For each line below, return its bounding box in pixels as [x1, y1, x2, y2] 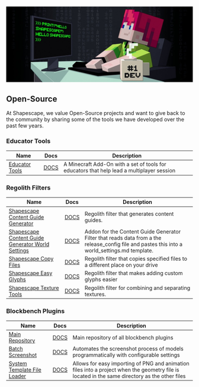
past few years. [6, 122, 44, 129]
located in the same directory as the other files [72, 372, 186, 379]
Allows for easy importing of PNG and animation [72, 360, 190, 367]
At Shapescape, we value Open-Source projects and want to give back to [6, 110, 185, 117]
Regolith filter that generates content [84, 210, 174, 218]
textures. [84, 290, 107, 298]
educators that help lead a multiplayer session [63, 167, 176, 174]
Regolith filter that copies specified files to [84, 255, 188, 263]
